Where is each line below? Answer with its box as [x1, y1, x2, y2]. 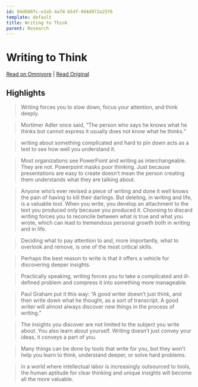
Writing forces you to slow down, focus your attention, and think [20, 103, 178, 111]
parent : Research [6, 25, 49, 32]
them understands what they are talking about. [20, 176, 136, 183]
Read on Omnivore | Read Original [6, 71, 89, 78]
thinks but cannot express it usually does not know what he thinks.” [20, 128, 186, 134]
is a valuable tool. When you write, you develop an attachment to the [20, 200, 189, 207]
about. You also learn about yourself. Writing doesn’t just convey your [20, 328, 191, 334]
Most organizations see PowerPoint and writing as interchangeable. [20, 157, 187, 164]
